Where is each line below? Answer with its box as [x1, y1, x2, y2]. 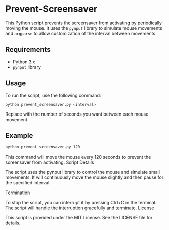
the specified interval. [5, 180, 51, 186]
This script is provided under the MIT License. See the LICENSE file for [5, 215, 153, 221]
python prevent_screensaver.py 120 [5, 145, 80, 150]
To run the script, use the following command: [5, 92, 101, 98]
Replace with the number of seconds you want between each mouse [5, 111, 149, 117]
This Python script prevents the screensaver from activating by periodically [5, 20, 162, 26]
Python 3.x [12, 59, 35, 65]
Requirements [5, 45, 51, 54]
